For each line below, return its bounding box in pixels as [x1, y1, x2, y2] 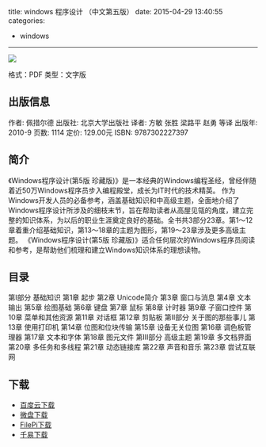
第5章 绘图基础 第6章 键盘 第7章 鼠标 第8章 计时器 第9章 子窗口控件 [23, 303, 243, 312]
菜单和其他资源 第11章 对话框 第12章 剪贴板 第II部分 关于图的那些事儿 [24, 312, 247, 323]
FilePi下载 [19, 420, 52, 430]
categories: [8, 16, 45, 25]
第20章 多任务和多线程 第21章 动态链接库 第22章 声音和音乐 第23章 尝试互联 [8, 342, 256, 352]
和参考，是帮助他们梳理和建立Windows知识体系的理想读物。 [8, 245, 206, 254]
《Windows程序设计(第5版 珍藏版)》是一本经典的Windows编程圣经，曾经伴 [8, 175, 249, 185]
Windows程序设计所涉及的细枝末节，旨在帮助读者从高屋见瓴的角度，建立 [8, 205, 247, 215]
